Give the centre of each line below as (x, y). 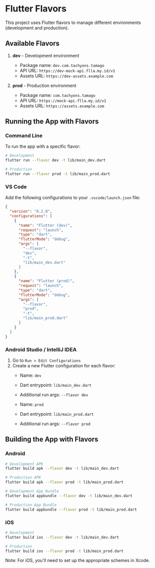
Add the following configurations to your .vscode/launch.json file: (73, 198)
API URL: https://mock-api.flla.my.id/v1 (63, 100)
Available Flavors (32, 44)
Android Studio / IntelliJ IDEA (41, 349)
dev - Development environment (46, 55)
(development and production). (37, 27)
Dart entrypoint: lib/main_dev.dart (56, 385)
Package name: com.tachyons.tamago (58, 95)
